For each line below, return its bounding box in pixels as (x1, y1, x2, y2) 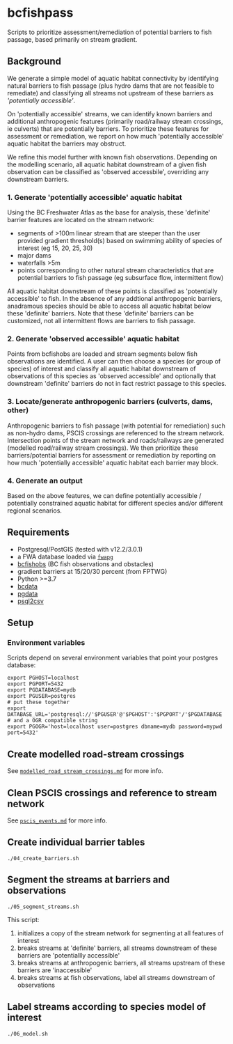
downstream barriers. (7, 175, 70, 183)
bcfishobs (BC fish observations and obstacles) (17, 559, 154, 568)
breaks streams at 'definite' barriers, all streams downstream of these (17, 944, 218, 952)
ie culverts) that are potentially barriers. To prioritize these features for (7, 124, 209, 133)
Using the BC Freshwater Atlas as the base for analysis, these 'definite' (7, 208, 211, 217)
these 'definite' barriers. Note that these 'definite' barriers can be (7, 309, 194, 318)
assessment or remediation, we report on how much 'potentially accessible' (7, 132, 224, 140)
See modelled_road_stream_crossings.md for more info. (7, 767, 163, 775)
